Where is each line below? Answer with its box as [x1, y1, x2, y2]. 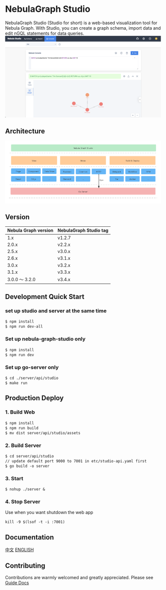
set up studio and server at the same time [5, 307, 107, 314]
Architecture [5, 127, 45, 135]
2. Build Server [5, 442, 41, 449]
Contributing [5, 561, 45, 570]
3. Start [5, 475, 24, 482]
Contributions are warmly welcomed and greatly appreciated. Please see [5, 575, 154, 581]
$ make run [5, 380, 28, 385]
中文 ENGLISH [5, 547, 34, 553]
